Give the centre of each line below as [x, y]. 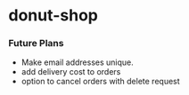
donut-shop [53, 16]
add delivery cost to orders [71, 72]
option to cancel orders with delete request [100, 82]
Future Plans [36, 44]
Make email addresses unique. [78, 62]
